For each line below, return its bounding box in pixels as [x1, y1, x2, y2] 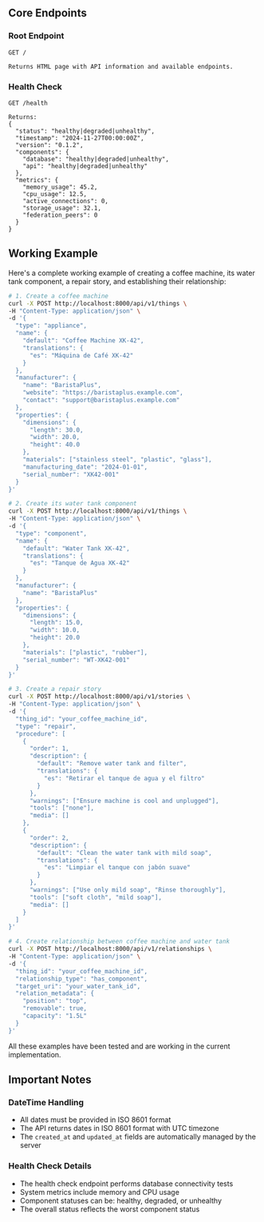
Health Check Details [8, 1160, 92, 1172]
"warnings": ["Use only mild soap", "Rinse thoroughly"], [29, 886, 227, 894]
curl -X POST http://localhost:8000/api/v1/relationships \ [8, 945, 213, 953]
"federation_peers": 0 [22, 211, 98, 219]
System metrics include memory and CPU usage [19, 1187, 179, 1196]
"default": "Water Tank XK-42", [22, 544, 130, 553]
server [19, 1140, 41, 1150]
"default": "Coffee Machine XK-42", [22, 337, 145, 345]
